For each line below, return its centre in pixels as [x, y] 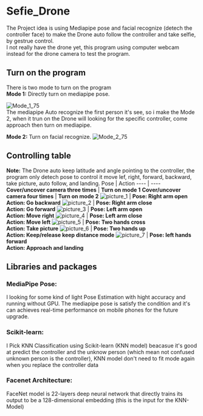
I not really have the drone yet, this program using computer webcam [93, 47]
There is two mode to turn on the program [59, 87]
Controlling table [39, 156]
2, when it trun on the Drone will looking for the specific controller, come [97, 118]
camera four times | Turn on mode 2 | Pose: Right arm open [97, 196]
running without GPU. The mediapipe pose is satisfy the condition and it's [98, 304]
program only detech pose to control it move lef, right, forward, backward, [99, 176]
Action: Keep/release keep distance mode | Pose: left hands [99, 235]
